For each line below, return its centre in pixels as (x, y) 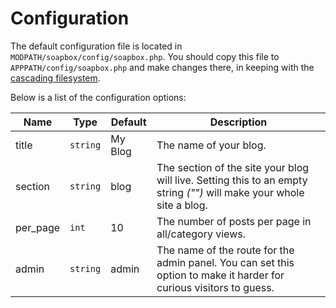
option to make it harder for (220, 275)
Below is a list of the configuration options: (98, 97)
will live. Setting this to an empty (232, 180)
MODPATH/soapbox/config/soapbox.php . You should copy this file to (145, 56)
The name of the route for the (225, 250)
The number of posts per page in (234, 221)
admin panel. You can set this (225, 262)
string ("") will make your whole (230, 192)
